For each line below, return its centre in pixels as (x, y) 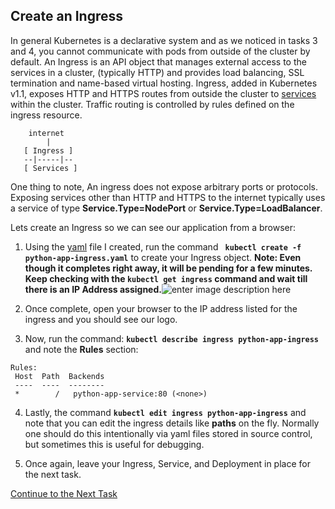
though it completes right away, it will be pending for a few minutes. (168, 268)
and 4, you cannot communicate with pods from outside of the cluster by (160, 51)
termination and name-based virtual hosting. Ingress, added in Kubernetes (164, 83)
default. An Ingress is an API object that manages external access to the (158, 61)
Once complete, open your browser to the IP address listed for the (161, 308)
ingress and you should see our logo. (101, 319)
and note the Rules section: (81, 349)
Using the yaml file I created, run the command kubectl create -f (163, 246)
